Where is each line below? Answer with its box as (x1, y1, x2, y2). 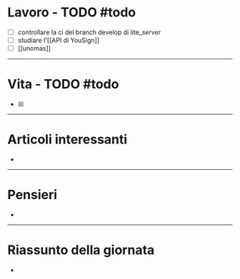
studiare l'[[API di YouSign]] (17, 36, 100, 44)
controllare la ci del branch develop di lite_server (17, 28, 161, 36)
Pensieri (7, 187, 58, 203)
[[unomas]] (17, 44, 51, 53)
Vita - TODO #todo (7, 76, 119, 93)
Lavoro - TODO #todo (7, 4, 136, 21)
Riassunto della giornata (7, 242, 155, 258)
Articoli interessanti (7, 131, 128, 148)
